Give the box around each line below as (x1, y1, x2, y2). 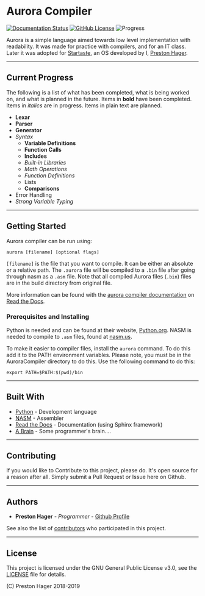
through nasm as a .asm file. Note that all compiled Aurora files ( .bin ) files (6, 272, 192, 280)
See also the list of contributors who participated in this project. (6, 525, 167, 532)
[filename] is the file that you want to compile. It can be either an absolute (6, 260, 193, 267)
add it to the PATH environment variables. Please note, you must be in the (6, 351, 191, 358)
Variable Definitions (24, 139, 76, 147)
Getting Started (6, 221, 67, 232)
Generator (15, 126, 42, 133)
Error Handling (15, 191, 52, 199)
